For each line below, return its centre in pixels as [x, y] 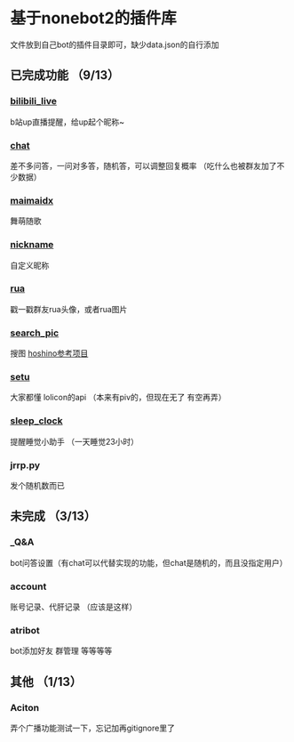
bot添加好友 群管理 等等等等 [61, 651]
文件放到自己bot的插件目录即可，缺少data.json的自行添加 [115, 44]
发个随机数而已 [37, 485]
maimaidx [32, 200]
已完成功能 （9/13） [65, 75]
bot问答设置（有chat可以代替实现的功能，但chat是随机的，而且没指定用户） [149, 562]
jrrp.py [25, 465]
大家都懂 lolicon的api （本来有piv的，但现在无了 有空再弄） [118, 398]
